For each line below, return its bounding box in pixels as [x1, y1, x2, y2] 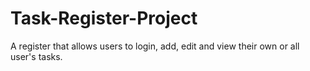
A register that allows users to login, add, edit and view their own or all [10, 40, 300, 52]
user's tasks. [10, 50, 63, 62]
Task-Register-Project [10, 7, 198, 30]
